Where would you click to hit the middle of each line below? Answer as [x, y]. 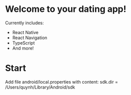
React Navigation [30, 38]
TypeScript [23, 43]
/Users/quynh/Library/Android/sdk [40, 87]
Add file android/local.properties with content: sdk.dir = [62, 82]
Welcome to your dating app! [66, 9]
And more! [23, 48]
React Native [25, 32]
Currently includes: [24, 23]
